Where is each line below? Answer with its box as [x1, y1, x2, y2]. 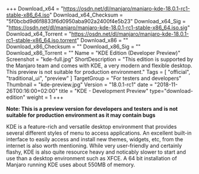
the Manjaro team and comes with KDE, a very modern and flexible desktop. [6, 62, 192, 69]
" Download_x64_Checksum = [49, 11, 124, 18]
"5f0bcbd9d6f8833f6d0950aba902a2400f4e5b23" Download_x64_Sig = [6, 18, 186, 24]
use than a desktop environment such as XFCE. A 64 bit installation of [6, 155, 177, 161]
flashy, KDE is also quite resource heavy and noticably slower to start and [6, 148, 186, 156]
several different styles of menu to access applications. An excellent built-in [6, 129, 192, 136]
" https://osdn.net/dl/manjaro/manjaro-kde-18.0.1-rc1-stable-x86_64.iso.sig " [6, 24, 190, 31]
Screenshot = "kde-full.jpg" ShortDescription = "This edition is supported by [6, 56, 194, 63]
